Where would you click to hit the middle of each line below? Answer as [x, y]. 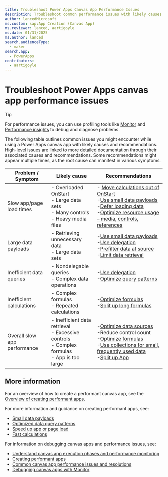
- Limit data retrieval [120, 255]
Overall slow [22, 336]
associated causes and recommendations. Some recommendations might [81, 155]
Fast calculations [30, 434]
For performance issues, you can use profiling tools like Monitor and [75, 124]
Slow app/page [25, 203]
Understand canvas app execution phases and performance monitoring [86, 453]
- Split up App [113, 358]
